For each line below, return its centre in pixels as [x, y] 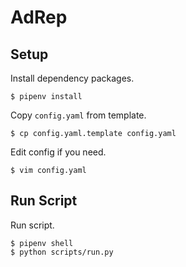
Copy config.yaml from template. [78, 115]
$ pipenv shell [42, 243]
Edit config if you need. [58, 152]
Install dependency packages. [72, 78]
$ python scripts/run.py [62, 252]
